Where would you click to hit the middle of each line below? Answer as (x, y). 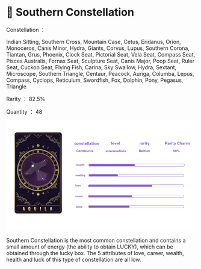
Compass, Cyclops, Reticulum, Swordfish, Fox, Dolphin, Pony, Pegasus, (95, 80)
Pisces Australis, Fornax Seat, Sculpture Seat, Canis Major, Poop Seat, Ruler (100, 61)
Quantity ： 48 (24, 111)
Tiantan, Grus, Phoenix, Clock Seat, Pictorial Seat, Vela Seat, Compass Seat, (101, 54)
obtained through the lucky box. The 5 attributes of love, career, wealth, (95, 253)
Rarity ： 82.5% (26, 99)
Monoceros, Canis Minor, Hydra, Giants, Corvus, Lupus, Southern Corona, (98, 48)
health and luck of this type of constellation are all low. (74, 259)
